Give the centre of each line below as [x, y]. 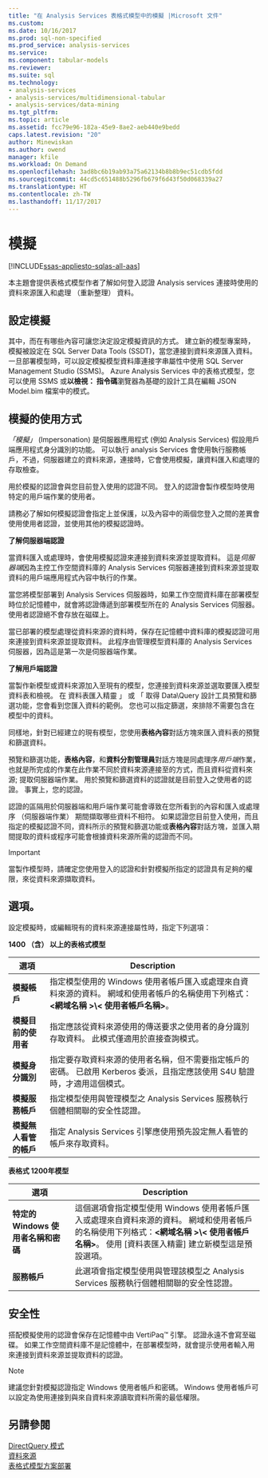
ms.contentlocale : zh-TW [49, 194]
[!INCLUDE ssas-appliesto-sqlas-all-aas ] [74, 266]
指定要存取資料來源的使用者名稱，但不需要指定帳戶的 [150, 1059]
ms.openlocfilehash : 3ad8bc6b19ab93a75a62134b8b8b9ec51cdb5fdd [116, 172]
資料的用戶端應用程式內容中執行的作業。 [75, 577]
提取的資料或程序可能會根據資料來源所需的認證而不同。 [106, 837]
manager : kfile [33, 157]
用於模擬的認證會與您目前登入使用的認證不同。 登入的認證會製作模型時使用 [132, 487]
